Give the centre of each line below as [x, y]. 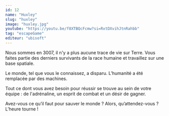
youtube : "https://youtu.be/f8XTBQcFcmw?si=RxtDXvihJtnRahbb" [72, 29]
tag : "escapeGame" [25, 33]
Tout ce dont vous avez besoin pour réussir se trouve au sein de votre [78, 88]
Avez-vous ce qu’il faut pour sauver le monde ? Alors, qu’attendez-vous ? [82, 103]
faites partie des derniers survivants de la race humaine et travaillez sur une [84, 58]
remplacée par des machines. [36, 79]
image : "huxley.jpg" [27, 24]
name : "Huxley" [21, 15]
